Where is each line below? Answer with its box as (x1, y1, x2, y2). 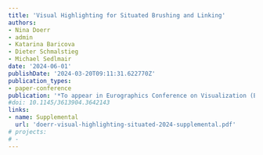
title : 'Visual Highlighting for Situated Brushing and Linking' (8, 11, 225, 20)
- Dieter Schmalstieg (8, 48, 79, 56)
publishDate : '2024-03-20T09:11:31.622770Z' (8, 70, 156, 77)
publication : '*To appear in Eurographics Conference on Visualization (8, 92, 247, 99)
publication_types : (8, 77, 72, 85)
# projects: (8, 128, 47, 135)
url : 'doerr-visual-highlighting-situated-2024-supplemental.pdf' (15, 121, 236, 128)
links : (8, 106, 30, 114)
